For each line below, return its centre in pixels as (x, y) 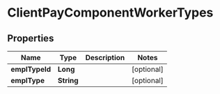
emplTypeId (31, 69)
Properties (31, 38)
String (68, 81)
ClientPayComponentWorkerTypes (110, 13)
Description (105, 58)
